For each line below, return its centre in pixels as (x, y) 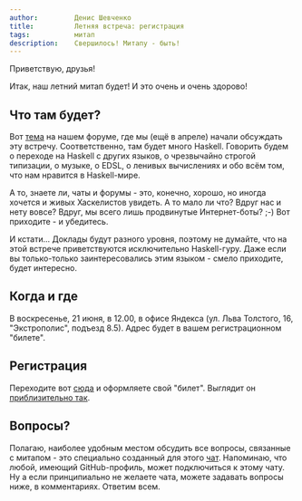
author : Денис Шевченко (70, 18)
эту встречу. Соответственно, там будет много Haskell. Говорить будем (149, 147)
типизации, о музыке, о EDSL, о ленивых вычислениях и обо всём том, (147, 166)
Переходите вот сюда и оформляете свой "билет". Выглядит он (133, 388)
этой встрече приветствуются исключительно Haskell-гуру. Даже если (148, 249)
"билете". (27, 337)
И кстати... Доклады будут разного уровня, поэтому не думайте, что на (148, 239)
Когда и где (44, 297)
